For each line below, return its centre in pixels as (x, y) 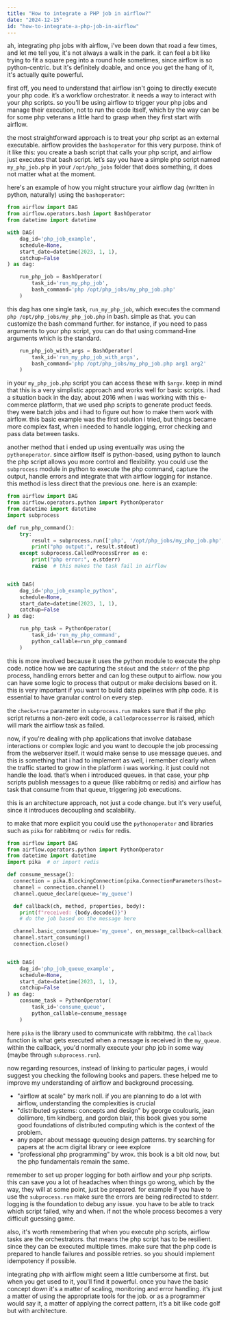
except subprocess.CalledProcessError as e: (84, 553)
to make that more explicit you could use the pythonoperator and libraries (110, 823)
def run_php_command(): (41, 528)
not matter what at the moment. (52, 174)
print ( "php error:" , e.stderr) (76, 560)
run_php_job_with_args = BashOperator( (76, 350)
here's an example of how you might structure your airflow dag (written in (111, 188)
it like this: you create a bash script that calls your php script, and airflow (110, 152)
